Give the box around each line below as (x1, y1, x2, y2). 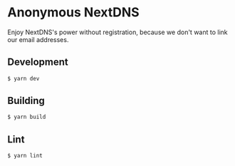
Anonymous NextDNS (7, 4, 140, 21)
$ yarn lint (7, 152, 43, 160)
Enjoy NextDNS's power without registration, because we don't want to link (7, 28, 228, 36)
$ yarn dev (7, 75, 40, 82)
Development (7, 56, 69, 68)
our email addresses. (7, 35, 69, 43)
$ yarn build (7, 113, 46, 121)
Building (7, 95, 45, 107)
